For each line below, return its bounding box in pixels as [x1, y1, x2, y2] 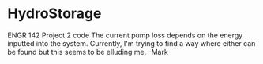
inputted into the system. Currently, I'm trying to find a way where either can [7, 38, 256, 48]
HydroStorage [7, 5, 102, 23]
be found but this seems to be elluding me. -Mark [7, 47, 169, 56]
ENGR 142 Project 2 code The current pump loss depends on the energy [7, 30, 243, 40]
